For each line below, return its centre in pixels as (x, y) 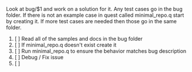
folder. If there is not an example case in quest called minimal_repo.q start (95, 15)
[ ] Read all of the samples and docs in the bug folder (78, 39)
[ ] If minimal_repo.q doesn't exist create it (66, 45)
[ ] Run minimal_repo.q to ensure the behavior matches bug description (100, 51)
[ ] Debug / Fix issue (39, 57)
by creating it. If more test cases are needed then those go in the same (92, 21)
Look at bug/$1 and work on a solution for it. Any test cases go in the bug (94, 9)
